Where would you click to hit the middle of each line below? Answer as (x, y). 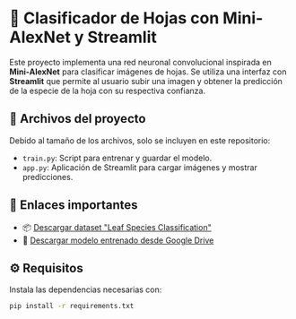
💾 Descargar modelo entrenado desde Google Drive (118, 240)
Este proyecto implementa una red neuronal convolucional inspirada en (140, 62)
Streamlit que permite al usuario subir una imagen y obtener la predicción (146, 81)
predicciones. (48, 177)
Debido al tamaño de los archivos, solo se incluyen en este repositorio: (140, 140)
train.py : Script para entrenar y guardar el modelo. (117, 158)
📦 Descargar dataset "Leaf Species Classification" (117, 227)
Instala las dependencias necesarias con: (86, 289)
